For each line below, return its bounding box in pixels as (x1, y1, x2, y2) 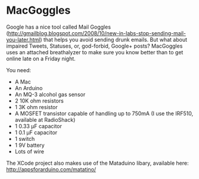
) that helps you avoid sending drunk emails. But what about (39, 36, 188, 43)
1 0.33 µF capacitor (14, 122, 63, 129)
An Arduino (14, 84, 43, 91)
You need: (6, 66, 32, 73)
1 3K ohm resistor (14, 103, 58, 110)
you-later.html (6, 36, 41, 43)
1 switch (14, 135, 35, 142)
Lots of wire (14, 147, 45, 155)
